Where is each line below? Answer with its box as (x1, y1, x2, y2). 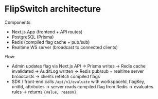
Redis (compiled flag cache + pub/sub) (11, 39, 90, 45)
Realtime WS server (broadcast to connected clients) (11, 44, 118, 50)
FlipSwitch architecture (4, 3, 101, 15)
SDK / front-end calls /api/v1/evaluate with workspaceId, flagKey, (11, 79, 145, 84)
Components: (4, 19, 32, 25)
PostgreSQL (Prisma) (11, 34, 54, 40)
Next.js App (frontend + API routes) (11, 29, 83, 34)
